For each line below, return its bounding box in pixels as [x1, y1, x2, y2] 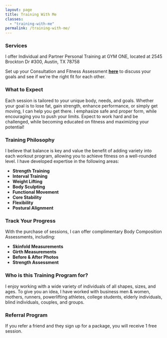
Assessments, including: [5, 234, 56, 240]
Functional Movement [12, 189, 59, 195]
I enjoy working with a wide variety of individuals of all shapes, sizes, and [5, 283, 156, 289]
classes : [5, 16, 23, 21]
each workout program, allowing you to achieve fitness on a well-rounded [5, 153, 157, 159]
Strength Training [12, 168, 50, 174]
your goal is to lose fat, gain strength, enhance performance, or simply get [5, 103, 158, 109]
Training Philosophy [5, 136, 55, 143]
